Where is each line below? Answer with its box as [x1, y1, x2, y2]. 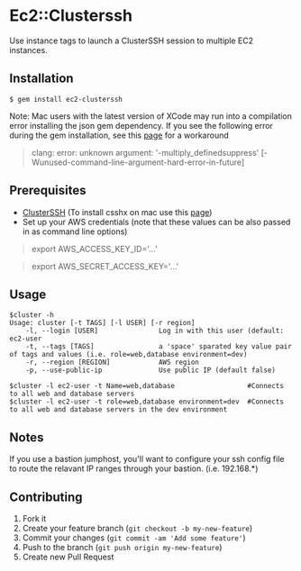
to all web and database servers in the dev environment [9, 405, 228, 414]
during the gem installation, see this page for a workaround [9, 130, 230, 140]
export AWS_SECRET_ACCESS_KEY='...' [31, 260, 179, 271]
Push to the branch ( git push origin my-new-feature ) [22, 542, 223, 552]
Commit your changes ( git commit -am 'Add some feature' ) [22, 532, 246, 543]
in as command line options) [22, 226, 128, 237]
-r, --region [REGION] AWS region [25, 358, 200, 367]
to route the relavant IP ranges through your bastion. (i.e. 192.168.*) [9, 463, 259, 474]
